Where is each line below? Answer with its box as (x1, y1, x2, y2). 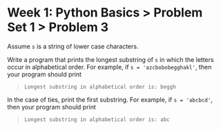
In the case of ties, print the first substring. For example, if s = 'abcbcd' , (7, 95, 213, 104)
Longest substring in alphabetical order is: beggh (23, 83, 176, 90)
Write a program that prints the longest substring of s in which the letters (7, 55, 214, 63)
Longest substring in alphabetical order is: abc (23, 116, 171, 123)
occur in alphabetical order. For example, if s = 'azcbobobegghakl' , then (7, 63, 212, 71)
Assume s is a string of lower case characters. (7, 42, 139, 50)
